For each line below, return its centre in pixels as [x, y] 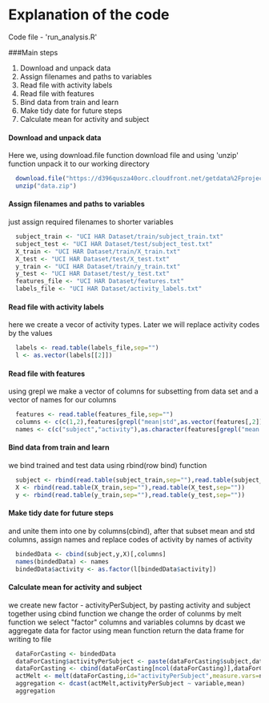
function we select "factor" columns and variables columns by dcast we [127, 622]
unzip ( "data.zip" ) [46, 186]
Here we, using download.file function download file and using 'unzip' [123, 156]
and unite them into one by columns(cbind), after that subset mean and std [132, 531]
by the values [30, 333]
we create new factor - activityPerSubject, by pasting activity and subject [129, 605]
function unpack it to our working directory [79, 164]
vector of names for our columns [62, 400]
